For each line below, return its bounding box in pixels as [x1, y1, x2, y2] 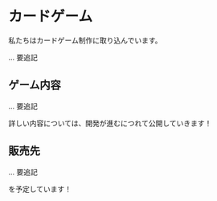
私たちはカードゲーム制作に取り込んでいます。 [8, 35, 162, 45]
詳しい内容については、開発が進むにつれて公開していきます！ [8, 118, 212, 128]
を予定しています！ [8, 184, 72, 194]
